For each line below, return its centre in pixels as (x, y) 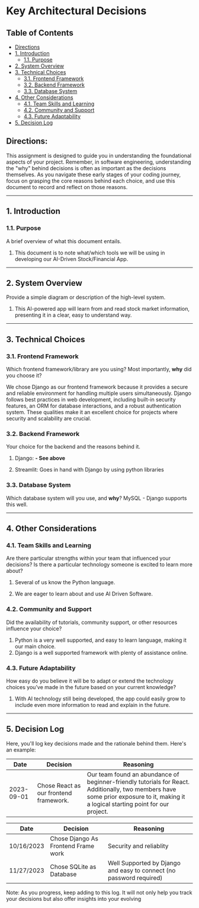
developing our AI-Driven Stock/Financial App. (71, 259)
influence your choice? (34, 628)
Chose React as (59, 785)
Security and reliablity (138, 846)
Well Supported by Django (144, 863)
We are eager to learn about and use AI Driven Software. (84, 594)
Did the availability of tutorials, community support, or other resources (92, 622)
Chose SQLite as (73, 866)
